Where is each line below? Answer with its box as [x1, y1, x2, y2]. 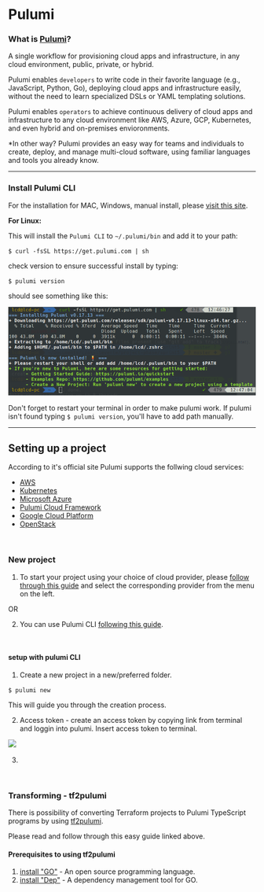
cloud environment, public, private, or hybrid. [8, 60, 155, 69]
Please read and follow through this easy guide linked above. [8, 831, 206, 841]
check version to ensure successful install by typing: [8, 261, 178, 271]
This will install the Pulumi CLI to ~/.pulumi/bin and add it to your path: [8, 230, 238, 241]
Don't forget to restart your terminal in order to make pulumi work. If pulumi [8, 403, 251, 412]
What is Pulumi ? [8, 34, 71, 45]
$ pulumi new [8, 686, 51, 694]
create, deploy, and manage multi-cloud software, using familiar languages [8, 147, 251, 157]
